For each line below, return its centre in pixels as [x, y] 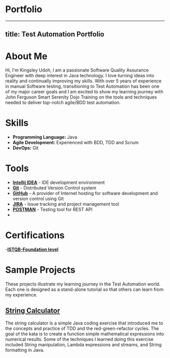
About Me [26, 56]
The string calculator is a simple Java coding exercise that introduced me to [84, 323]
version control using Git [38, 199]
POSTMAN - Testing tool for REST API [52, 210]
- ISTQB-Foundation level [32, 249]
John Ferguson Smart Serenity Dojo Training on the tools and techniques [81, 97]
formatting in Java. [25, 350]
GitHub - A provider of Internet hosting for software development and [85, 193]
